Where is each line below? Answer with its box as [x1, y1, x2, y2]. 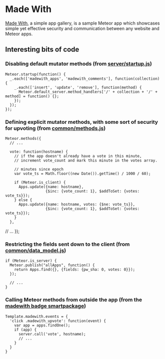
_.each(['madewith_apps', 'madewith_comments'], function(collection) [9, 76, 160, 81]
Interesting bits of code [5, 45, 79, 54]
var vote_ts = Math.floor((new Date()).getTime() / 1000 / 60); [14, 171, 151, 176]
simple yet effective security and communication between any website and [5, 25, 160, 31]
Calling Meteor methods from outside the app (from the [5, 296, 142, 303]
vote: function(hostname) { [9, 149, 68, 154]
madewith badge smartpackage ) [5, 302, 86, 309]
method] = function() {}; [5, 94, 59, 99]
